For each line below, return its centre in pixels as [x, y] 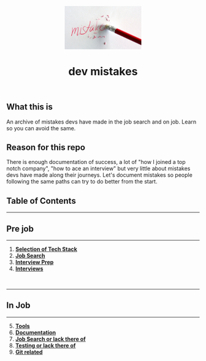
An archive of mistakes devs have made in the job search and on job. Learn [101, 122]
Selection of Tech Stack [46, 249]
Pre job [20, 229]
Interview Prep [34, 262]
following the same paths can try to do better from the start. [82, 182]
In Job [18, 306]
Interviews [29, 269]
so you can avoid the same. [41, 128]
